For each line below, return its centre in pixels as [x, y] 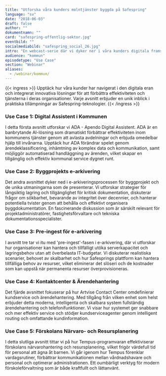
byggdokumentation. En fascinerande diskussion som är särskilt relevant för [83, 208]
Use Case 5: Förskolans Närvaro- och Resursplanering [72, 331]
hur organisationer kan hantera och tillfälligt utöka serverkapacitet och [77, 248]
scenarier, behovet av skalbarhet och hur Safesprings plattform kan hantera [82, 258]
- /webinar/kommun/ [30, 74]
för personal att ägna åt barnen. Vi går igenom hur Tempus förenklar [75, 352]
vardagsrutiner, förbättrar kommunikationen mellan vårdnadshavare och [78, 358]
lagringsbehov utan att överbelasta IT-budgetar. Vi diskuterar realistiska [78, 253]
